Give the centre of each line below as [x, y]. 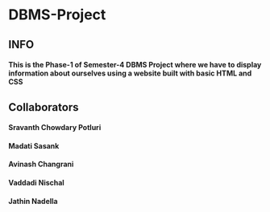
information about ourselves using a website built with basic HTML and [130, 73]
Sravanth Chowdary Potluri [55, 128]
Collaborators [44, 107]
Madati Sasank [34, 145]
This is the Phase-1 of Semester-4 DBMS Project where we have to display [135, 65]
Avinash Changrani [41, 164]
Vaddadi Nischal [36, 182]
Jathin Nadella [33, 201]
